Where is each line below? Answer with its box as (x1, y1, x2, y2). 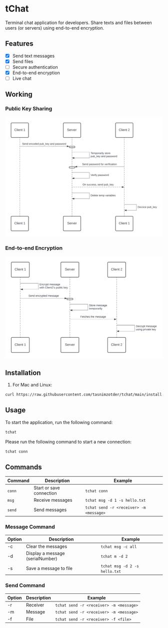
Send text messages (12, 53, 55, 59)
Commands (5, 463, 42, 471)
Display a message (25, 550, 65, 556)
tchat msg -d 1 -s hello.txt (85, 498, 146, 503)
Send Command (5, 582, 45, 589)
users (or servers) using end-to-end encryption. (5, 25, 104, 31)
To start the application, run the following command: (5, 419, 113, 425)
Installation (5, 368, 41, 377)
